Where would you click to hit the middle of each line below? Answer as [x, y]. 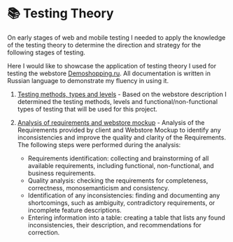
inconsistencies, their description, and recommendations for [114, 225]
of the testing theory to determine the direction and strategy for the [104, 45]
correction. [44, 232]
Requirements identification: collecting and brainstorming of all [118, 158]
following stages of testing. [47, 52]
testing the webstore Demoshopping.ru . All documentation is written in [109, 73]
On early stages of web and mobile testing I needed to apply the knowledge [116, 37]
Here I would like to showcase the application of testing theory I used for [112, 66]
